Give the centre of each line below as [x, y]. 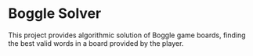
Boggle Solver [55, 14]
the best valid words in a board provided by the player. [96, 43]
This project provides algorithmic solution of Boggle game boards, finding [127, 35]
